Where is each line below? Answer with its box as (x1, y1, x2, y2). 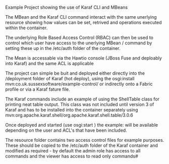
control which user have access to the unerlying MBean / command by (5, 40, 152, 46)
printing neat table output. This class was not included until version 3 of (5, 101, 154, 107)
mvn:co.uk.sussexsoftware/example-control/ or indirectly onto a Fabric (5, 81, 153, 87)
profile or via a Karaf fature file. (5, 86, 71, 92)
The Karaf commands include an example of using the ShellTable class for (5, 96, 160, 102)
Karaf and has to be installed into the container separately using (5, 107, 138, 113)
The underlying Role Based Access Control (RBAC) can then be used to (5, 35, 154, 40)
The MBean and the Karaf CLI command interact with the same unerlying (5, 14, 157, 20)
